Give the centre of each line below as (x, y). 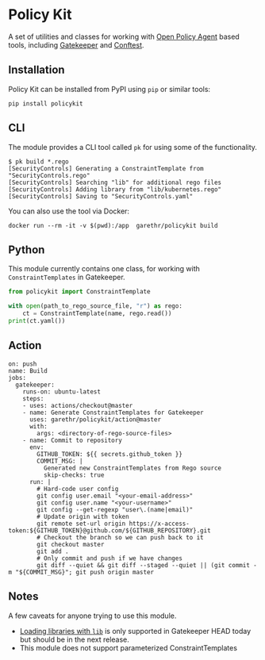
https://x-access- (159, 524)
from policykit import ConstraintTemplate (79, 292)
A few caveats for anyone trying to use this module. (92, 616)
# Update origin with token (83, 516)
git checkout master (71, 544)
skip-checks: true (74, 475)
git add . (53, 551)
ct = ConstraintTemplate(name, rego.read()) (97, 314)
